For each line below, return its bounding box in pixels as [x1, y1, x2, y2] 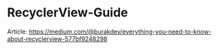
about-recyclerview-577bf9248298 [7, 34, 108, 42]
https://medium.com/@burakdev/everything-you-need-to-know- [28, 27, 212, 36]
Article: [7, 27, 27, 36]
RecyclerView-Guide [7, 5, 128, 21]
